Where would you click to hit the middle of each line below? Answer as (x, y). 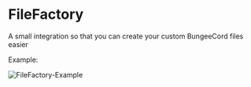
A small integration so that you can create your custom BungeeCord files (126, 36)
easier (18, 44)
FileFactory (46, 14)
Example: (23, 60)
